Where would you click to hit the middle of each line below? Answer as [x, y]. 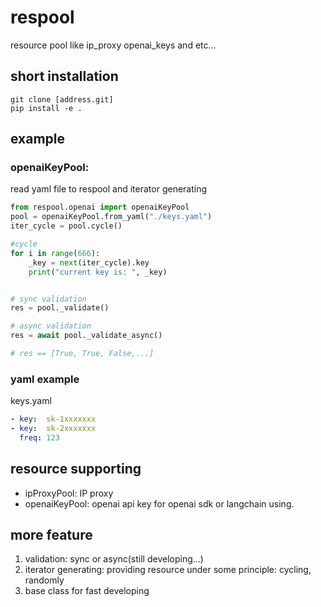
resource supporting [76, 469]
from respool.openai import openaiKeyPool [100, 207]
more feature [51, 535]
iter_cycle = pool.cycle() [66, 226]
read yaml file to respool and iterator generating [109, 189]
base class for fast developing [87, 591]
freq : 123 [39, 437]
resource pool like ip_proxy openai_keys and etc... [113, 45]
